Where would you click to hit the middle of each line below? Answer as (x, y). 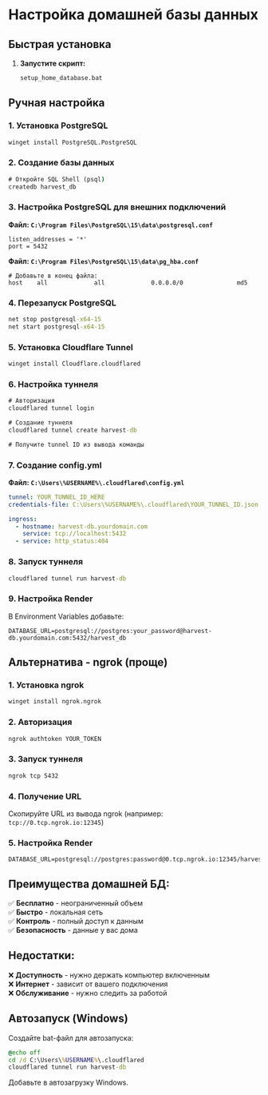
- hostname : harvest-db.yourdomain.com (82, 526)
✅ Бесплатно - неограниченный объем (76, 903)
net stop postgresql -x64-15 (55, 320)
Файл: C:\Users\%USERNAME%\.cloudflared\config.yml (97, 482)
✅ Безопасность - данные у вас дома (73, 930)
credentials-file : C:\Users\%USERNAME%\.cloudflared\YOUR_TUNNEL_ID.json (134, 504)
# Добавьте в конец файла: (53, 276)
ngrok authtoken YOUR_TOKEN (55, 739)
